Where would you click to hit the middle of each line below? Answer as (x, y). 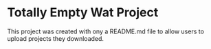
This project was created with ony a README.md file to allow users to (106, 31)
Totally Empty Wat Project (83, 13)
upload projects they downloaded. (56, 38)
